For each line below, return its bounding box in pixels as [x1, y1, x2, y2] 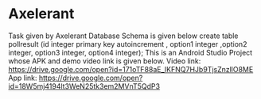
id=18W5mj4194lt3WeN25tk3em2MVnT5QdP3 [8, 81, 161, 91]
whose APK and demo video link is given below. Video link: [8, 56, 201, 66]
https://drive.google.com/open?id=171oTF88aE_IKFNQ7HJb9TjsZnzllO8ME [8, 64, 254, 74]
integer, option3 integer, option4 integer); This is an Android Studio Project [8, 48, 253, 57]
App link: [8, 73, 37, 82]
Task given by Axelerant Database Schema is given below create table [8, 31, 239, 40]
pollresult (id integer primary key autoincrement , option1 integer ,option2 [8, 39, 247, 48]
